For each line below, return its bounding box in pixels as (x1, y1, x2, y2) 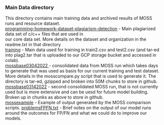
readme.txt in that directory (5, 42, 61, 48)
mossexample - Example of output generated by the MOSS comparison (5, 100, 151, 106)
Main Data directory (5, 4, 54, 11)
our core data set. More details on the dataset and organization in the (5, 36, 147, 42)
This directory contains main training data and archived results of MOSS (5, 15, 153, 21)
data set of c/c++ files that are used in (5, 31, 83, 37)
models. (5, 116, 22, 122)
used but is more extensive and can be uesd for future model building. (5, 89, 149, 95)
